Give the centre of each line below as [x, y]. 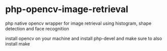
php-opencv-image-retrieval [67, 9]
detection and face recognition [37, 28]
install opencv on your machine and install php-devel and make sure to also [84, 38]
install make [18, 43]
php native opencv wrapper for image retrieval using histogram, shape [78, 23]
